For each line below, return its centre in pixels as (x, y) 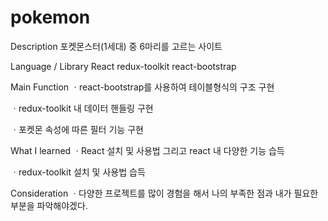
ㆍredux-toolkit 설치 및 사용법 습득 (78, 172)
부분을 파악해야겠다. (49, 205)
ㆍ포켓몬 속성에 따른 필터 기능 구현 (77, 129)
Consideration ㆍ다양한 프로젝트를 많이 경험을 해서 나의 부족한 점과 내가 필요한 (164, 193)
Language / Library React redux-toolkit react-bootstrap (123, 66)
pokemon (50, 17)
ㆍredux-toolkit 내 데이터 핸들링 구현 (82, 108)
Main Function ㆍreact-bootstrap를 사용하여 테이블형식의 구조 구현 (142, 87)
